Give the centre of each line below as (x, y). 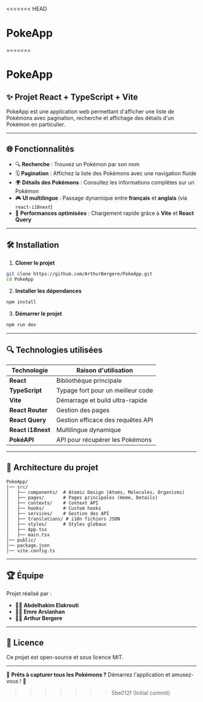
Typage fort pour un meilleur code (105, 390)
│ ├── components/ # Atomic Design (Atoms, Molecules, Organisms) (96, 492)
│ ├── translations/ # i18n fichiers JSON (63, 519)
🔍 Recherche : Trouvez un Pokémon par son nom (77, 164)
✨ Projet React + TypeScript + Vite (72, 97)
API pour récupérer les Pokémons (104, 439)
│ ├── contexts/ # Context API (52, 503)
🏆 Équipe (25, 576)
